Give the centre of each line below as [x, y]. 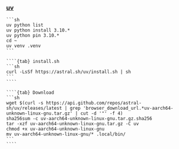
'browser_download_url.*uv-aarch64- [128, 108]
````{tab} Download [30, 93]
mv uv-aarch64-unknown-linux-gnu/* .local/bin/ [66, 134]
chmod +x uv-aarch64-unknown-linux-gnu [55, 129]
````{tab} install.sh [33, 62]
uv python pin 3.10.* [33, 36]
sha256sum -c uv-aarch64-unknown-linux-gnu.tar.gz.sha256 [79, 119]
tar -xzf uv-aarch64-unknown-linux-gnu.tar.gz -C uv [73, 124]
